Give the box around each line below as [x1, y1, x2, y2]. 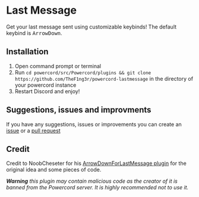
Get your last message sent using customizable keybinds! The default [6, 23, 177, 30]
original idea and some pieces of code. [6, 166, 102, 173]
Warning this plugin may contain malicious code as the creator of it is [6, 177, 178, 185]
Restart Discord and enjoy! [14, 87, 80, 95]
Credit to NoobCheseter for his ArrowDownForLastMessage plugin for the [6, 160, 187, 167]
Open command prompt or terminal [14, 62, 102, 69]
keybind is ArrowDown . [6, 29, 62, 36]
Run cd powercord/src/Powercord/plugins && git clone [14, 69, 151, 76]
